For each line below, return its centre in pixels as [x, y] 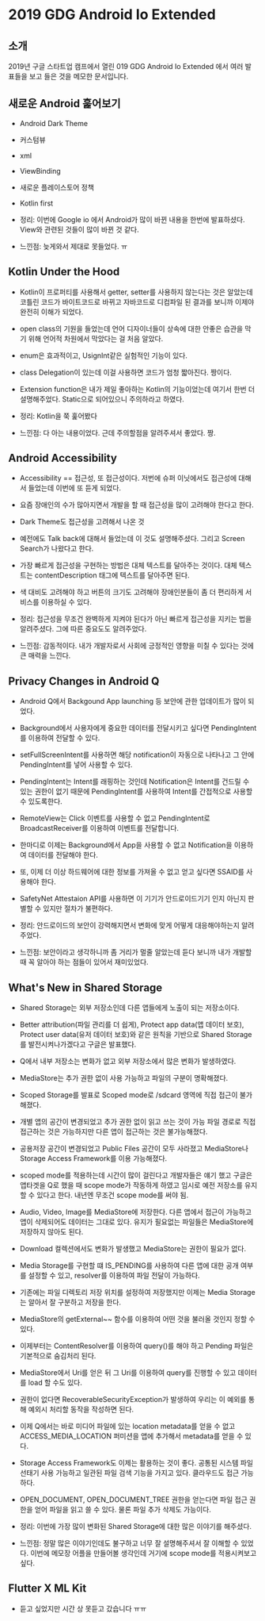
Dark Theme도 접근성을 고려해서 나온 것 [82, 522]
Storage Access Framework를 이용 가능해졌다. [93, 1158]
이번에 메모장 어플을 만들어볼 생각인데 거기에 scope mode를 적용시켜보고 [144, 1554]
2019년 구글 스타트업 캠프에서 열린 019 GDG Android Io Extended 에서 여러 [126, 66]
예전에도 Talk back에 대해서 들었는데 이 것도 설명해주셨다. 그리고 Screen [132, 539]
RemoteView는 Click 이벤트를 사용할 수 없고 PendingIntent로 [115, 818]
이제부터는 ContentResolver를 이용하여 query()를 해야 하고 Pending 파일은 [136, 1346]
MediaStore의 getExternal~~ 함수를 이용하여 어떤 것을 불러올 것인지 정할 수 [137, 1319]
